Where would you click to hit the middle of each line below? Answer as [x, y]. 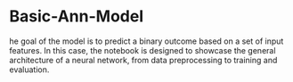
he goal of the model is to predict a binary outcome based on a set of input [146, 41]
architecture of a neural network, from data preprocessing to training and [143, 60]
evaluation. [29, 70]
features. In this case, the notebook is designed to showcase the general [142, 50]
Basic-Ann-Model [77, 16]
